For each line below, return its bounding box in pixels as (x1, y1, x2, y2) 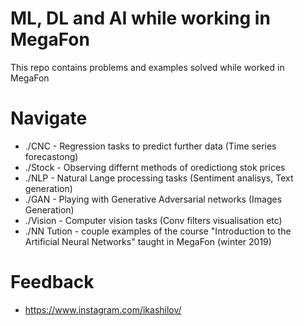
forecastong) (24, 150, 79, 162)
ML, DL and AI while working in (10, 7, 271, 30)
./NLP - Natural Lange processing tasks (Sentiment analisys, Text (24, 172, 294, 184)
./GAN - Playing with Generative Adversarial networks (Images (24, 193, 283, 205)
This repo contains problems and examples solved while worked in (10, 61, 285, 73)
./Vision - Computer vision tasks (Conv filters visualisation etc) (24, 214, 283, 226)
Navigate (10, 107, 88, 130)
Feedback (10, 271, 95, 294)
